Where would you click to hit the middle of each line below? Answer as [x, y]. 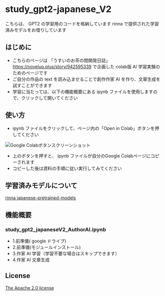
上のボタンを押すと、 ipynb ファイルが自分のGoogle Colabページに [81, 156]
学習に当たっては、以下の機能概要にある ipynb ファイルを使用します [83, 92]
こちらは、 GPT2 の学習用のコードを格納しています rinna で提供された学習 [82, 24]
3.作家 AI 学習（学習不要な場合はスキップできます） [66, 253]
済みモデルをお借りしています [36, 30]
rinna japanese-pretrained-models [40, 198]
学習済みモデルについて [41, 186]
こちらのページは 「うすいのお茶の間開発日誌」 [61, 60]
